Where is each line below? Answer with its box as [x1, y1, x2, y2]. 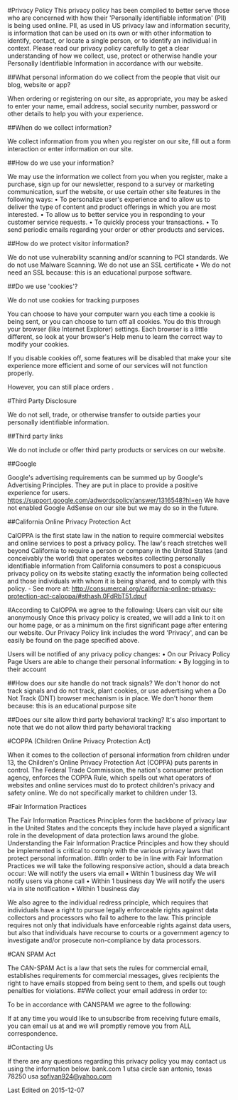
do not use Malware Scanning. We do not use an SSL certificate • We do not [7, 260, 231, 269]
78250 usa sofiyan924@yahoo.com [7, 1072, 112, 1080]
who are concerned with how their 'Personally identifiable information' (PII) [7, 14, 227, 22]
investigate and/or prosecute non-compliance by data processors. [7, 936, 201, 944]
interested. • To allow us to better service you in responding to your [7, 210, 205, 218]
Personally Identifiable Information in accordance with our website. [7, 59, 204, 67]
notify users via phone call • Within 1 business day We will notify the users [7, 877, 225, 885]
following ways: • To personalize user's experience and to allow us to [7, 195, 211, 203]
